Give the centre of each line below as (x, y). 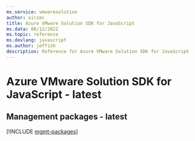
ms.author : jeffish (31, 46)
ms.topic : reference (33, 35)
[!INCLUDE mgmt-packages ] (42, 131)
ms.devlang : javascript (37, 40)
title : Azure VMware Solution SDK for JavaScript (71, 23)
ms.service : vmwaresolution (42, 12)
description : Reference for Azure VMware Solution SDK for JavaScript (98, 52)
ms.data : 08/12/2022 (33, 29)
